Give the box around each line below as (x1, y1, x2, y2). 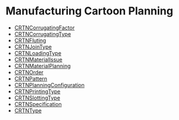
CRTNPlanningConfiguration (14, 81, 85, 88)
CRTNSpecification (14, 100, 62, 107)
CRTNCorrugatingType (14, 30, 71, 37)
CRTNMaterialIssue (14, 56, 62, 63)
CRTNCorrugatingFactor (14, 24, 75, 31)
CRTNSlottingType (14, 94, 61, 101)
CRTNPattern (14, 75, 47, 82)
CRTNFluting (14, 37, 46, 44)
